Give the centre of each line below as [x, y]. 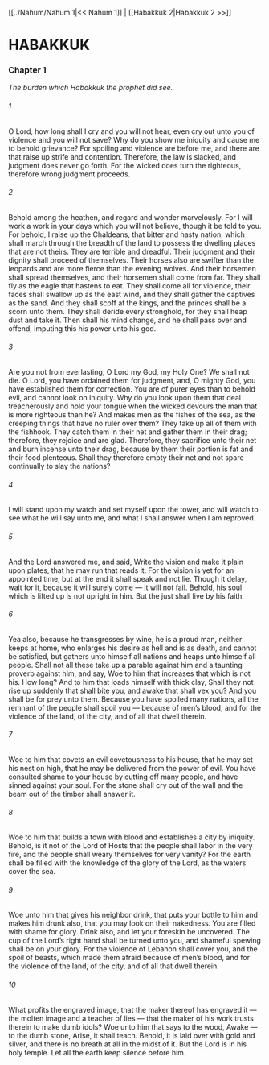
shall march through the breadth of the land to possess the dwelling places [132, 242]
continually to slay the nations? [59, 466]
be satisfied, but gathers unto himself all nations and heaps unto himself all [132, 656]
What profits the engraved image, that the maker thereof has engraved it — [132, 1009]
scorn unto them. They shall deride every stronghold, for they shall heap [128, 311]
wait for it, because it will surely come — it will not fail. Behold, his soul [125, 587]
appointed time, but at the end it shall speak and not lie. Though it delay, [128, 578]
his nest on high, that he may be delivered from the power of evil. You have [132, 768]
